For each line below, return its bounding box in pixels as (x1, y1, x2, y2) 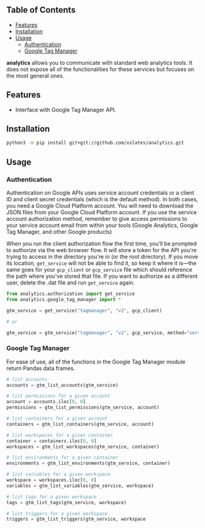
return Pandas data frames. (6, 364, 75, 372)
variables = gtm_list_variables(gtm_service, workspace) (6, 483, 154, 489)
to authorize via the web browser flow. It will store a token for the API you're (6, 247, 197, 253)
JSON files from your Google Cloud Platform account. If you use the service (6, 209, 197, 216)
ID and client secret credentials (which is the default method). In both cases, (6, 196, 198, 203)
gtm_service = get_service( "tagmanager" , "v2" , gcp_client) (6, 307, 163, 314)
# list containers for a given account (6, 415, 108, 422)
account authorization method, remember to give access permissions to (6, 215, 187, 222)
